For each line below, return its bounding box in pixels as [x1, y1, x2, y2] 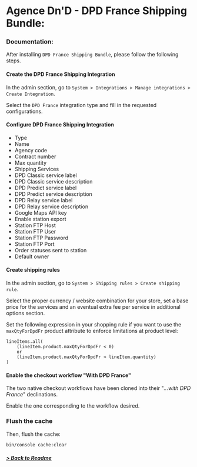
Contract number [14, 153, 56, 160]
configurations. [6, 108, 43, 115]
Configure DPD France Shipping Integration [6, 121, 115, 128]
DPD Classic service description [14, 178, 93, 185]
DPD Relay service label [14, 196, 73, 204]
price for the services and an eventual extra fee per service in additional [6, 303, 181, 311]
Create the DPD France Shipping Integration [6, 71, 115, 78]
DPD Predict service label [14, 184, 77, 191]
